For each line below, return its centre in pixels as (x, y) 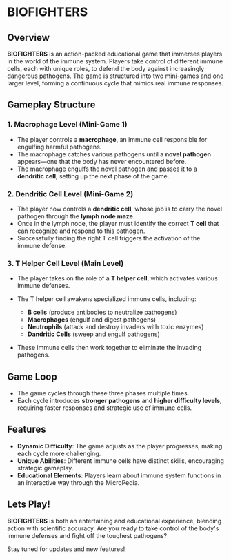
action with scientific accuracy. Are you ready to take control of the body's (113, 528)
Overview (29, 38)
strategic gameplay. (45, 468)
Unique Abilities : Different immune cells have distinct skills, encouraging (120, 460)
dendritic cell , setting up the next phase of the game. (93, 176)
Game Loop (32, 376)
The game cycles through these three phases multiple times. (103, 393)
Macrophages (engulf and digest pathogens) (92, 320)
